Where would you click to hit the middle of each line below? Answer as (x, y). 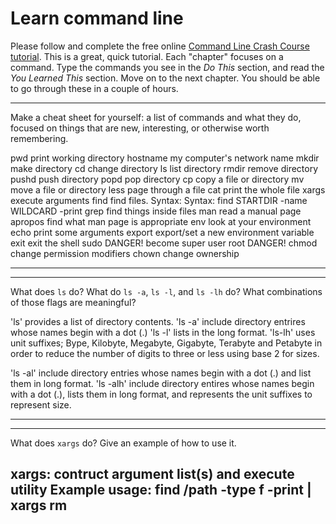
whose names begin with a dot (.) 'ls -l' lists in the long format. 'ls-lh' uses (163, 332)
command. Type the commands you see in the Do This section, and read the (167, 67)
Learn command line (97, 18)
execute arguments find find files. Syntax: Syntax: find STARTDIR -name (159, 200)
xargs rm (39, 505)
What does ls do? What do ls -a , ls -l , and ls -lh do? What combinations (166, 291)
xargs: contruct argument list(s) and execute (152, 474)
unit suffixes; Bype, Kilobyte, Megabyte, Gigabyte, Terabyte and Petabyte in (166, 343)
